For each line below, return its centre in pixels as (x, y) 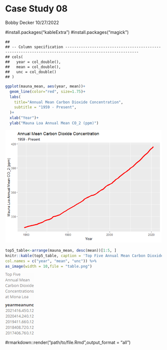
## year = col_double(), (33, 62)
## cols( (14, 57)
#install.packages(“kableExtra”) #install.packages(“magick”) (67, 32)
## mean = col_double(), (33, 67)
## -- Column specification (34, 47)
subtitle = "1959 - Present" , (45, 107)
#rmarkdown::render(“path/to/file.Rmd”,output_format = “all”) (68, 343)
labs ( (15, 97)
